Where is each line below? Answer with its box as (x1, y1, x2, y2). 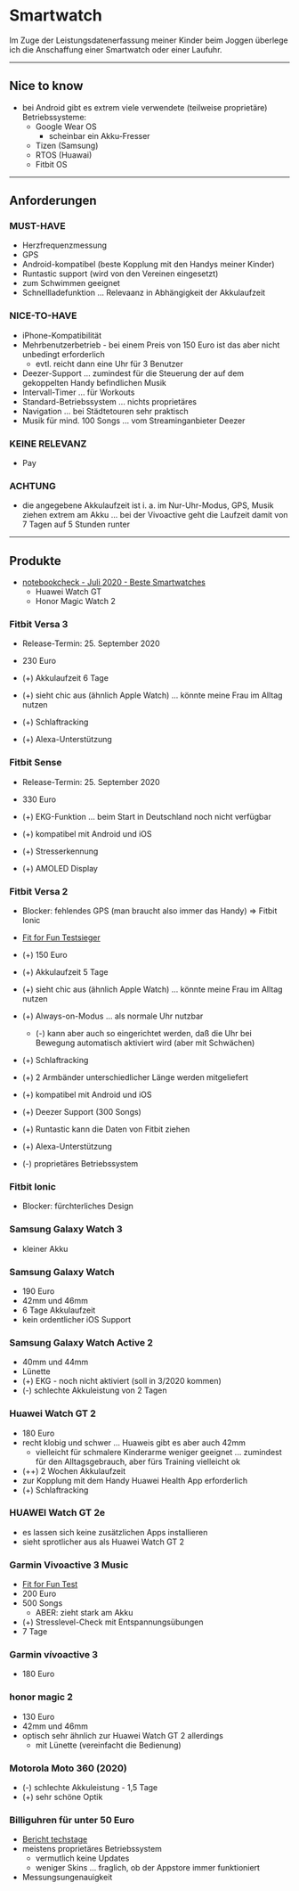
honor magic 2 (9, 1690, 73, 1703)
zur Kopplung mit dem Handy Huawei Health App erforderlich (21, 1475, 248, 1486)
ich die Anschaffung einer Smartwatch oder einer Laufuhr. (9, 44, 222, 54)
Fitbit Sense (9, 757, 62, 769)
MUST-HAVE (9, 220, 66, 233)
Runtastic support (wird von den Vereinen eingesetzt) (21, 268, 219, 279)
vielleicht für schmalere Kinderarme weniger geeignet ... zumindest (35, 1446, 282, 1457)
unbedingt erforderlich (21, 348, 105, 359)
